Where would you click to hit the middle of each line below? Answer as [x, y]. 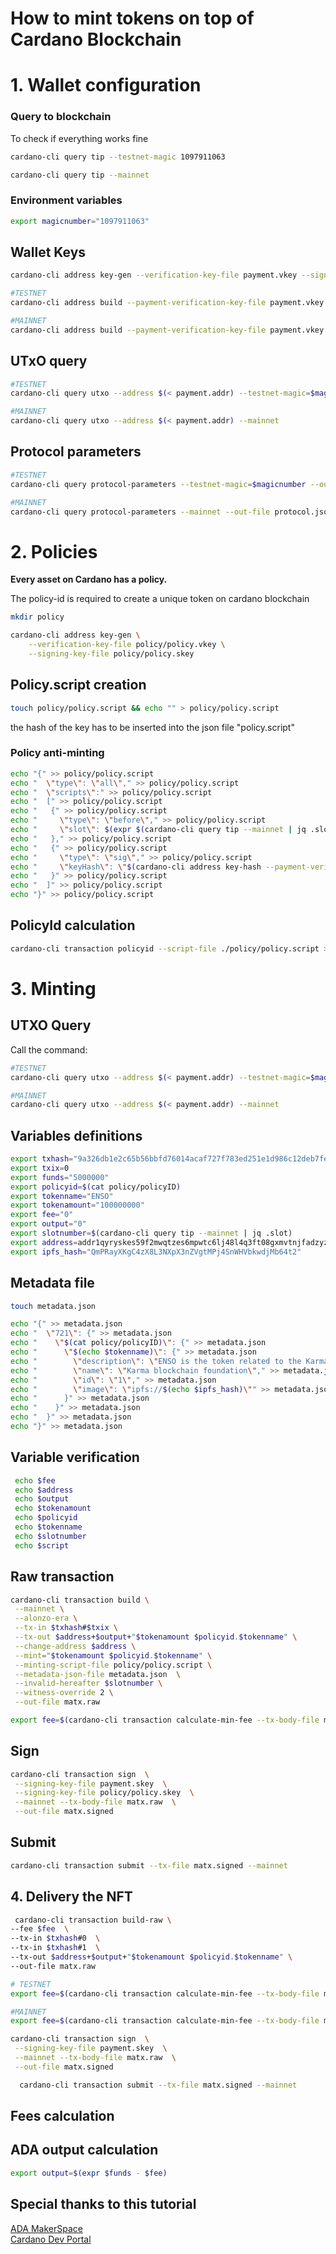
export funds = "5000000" [60, 1177]
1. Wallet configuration [106, 85]
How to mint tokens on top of [132, 18]
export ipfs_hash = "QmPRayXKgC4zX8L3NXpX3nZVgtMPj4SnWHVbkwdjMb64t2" [156, 1252]
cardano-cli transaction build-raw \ [93, 1920]
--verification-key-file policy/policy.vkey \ [127, 645]
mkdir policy [37, 617]
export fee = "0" [42, 1215]
